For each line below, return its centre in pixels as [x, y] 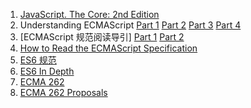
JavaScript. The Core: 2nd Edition [89, 14]
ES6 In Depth [47, 71]
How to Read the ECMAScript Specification [108, 48]
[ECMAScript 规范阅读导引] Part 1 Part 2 [102, 37]
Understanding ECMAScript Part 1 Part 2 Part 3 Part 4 [130, 25]
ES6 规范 [38, 60]
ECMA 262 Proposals [63, 92]
